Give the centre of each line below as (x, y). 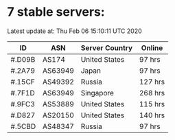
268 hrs (152, 93)
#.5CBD (23, 126)
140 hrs (152, 115)
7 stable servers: (56, 12)
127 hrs (152, 82)
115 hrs (152, 104)
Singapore (97, 93)
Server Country (106, 47)
